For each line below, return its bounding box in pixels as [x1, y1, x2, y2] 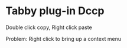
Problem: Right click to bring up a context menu [5, 35, 122, 42]
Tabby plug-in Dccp [5, 4, 105, 18]
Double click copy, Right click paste [5, 24, 92, 31]
